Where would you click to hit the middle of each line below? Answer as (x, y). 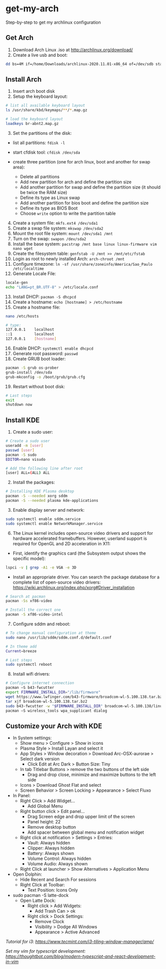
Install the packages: (34, 483)
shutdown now (19, 405)
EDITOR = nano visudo (26, 459)
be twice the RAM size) (44, 192)
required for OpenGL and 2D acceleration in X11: (62, 543)
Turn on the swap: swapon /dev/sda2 (50, 239)
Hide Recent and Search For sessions (58, 880)
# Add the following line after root (44, 468)
